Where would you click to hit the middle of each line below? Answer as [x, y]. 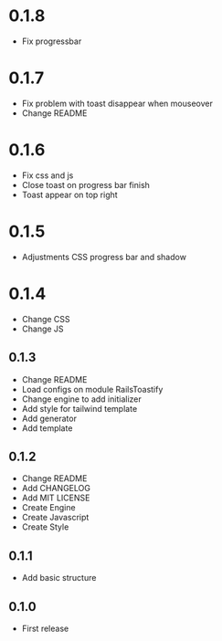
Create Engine [48, 508]
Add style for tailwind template [79, 408]
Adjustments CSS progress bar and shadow [104, 257]
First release [45, 628]
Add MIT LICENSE [56, 498]
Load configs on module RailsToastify [92, 389]
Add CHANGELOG [56, 489]
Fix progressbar [52, 41]
